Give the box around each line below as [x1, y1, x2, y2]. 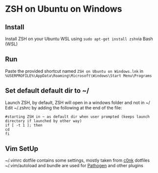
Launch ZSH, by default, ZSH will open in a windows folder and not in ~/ [5, 99, 151, 106]
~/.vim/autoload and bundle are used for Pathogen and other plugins [5, 163, 143, 169]
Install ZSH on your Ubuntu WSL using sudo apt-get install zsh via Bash [5, 36, 153, 42]
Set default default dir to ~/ [5, 86, 90, 95]
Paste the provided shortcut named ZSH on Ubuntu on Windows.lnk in [5, 68, 143, 74]
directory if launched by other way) [5, 118, 82, 123]
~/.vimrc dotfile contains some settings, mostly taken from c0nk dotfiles [5, 157, 150, 163]
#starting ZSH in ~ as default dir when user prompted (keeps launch [5, 114, 150, 119]
